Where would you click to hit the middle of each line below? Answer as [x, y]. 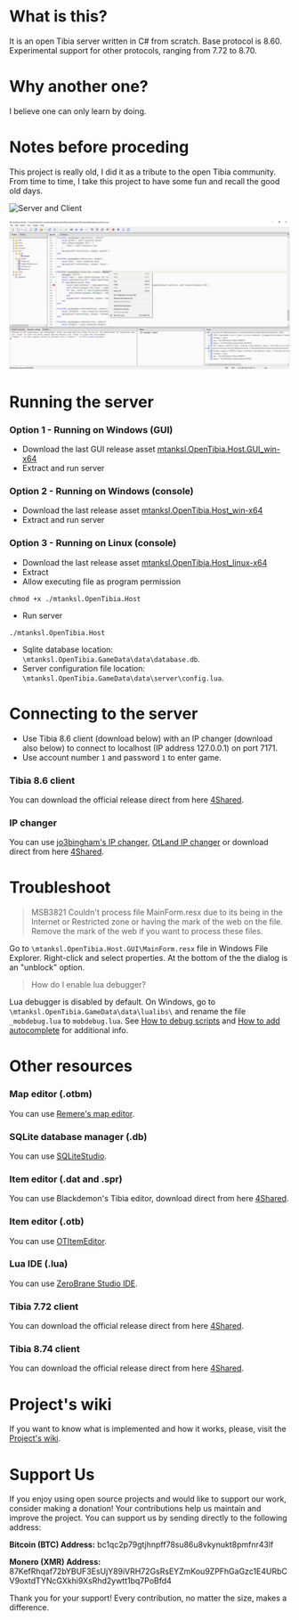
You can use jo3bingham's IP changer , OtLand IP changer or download [139, 843]
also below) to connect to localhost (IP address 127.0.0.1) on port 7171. [150, 748]
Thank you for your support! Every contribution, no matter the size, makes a [148, 1598]
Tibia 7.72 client [44, 1307]
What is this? [59, 16]
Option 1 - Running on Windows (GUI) [91, 429]
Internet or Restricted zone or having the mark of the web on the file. [157, 922]
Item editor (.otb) [47, 1222]
